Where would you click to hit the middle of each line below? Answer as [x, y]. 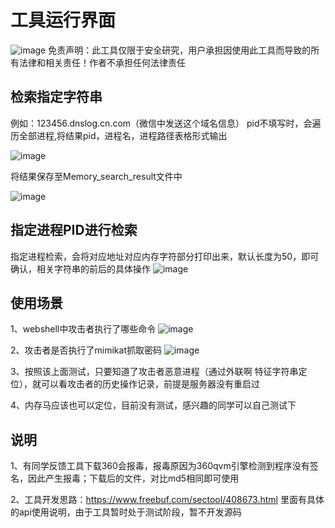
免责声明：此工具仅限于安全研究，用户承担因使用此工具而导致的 [180, 50]
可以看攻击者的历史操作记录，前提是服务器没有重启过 [150, 384]
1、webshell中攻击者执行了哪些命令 [83, 329]
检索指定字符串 [56, 97]
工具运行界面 [63, 20]
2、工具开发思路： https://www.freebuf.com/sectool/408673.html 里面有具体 [167, 500]
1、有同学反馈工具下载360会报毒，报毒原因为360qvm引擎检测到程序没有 [160, 466]
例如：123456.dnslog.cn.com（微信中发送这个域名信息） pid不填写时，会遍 [166, 123]
